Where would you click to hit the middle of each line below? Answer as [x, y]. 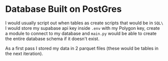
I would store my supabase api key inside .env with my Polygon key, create [82, 28]
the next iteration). [24, 54]
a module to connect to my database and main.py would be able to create [81, 33]
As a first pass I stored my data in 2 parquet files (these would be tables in [82, 48]
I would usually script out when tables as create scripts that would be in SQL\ [84, 23]
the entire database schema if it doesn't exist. [52, 39]
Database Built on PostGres [63, 9]
